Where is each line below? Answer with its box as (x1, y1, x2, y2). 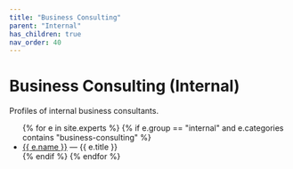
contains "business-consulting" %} (21, 133, 151, 143)
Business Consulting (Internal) (9, 76, 240, 96)
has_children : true (9, 29, 82, 38)
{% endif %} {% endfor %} (21, 151, 121, 162)
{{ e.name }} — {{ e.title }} (21, 141, 118, 152)
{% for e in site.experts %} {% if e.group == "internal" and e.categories (21, 123, 284, 133)
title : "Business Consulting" (9, 12, 122, 22)
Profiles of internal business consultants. (9, 106, 159, 117)
